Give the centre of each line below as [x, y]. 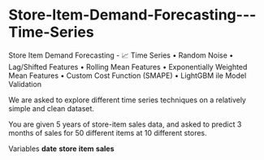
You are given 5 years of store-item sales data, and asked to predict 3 [125, 124]
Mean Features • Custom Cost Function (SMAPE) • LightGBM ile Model [128, 76]
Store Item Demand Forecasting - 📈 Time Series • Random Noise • [121, 55]
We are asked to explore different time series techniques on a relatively [127, 100]
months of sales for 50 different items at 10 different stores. [108, 132]
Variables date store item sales [62, 149]
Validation [25, 84]
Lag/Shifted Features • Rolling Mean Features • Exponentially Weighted [128, 67]
